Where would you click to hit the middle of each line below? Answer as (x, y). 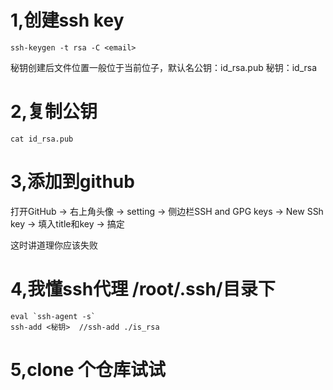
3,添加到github (72, 182)
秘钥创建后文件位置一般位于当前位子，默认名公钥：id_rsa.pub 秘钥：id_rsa (164, 67)
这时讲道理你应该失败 (54, 245)
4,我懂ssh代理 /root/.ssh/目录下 (143, 289)
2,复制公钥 (54, 112)
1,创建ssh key (67, 20)
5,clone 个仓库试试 (88, 369)
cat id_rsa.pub (42, 139)
